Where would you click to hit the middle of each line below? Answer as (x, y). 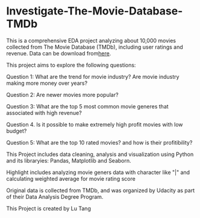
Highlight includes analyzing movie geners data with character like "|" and (98, 172)
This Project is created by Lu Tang (49, 208)
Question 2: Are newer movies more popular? (62, 95)
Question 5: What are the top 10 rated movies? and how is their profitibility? (99, 142)
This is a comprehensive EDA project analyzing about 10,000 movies (91, 40)
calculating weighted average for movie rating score (71, 178)
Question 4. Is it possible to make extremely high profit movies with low (95, 124)
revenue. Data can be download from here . (59, 53)
